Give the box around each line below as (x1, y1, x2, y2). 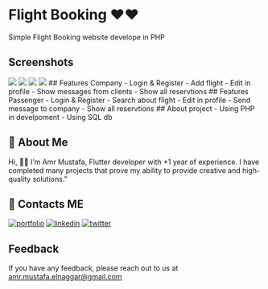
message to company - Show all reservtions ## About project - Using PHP (8, 103, 255, 114)
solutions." (32, 174, 68, 184)
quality (8, 174, 31, 184)
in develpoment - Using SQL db (8, 112, 113, 122)
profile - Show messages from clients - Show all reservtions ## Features (8, 86, 249, 96)
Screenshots (8, 56, 74, 69)
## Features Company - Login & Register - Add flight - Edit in (47, 78, 251, 88)
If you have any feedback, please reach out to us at (8, 263, 179, 273)
